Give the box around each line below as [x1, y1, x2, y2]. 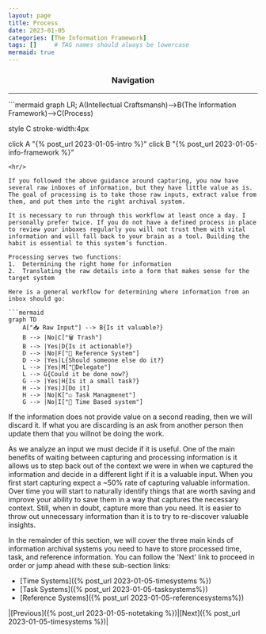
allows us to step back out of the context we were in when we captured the [8, 461, 253, 471]
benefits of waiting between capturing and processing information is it [8, 453, 237, 463]
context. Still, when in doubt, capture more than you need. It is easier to [8, 503, 241, 513]
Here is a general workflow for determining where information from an [8, 288, 249, 296]
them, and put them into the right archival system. [8, 198, 186, 206]
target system [8, 275, 55, 282]
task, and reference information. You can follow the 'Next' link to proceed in [8, 552, 255, 562]
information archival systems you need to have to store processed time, [8, 544, 242, 554]
